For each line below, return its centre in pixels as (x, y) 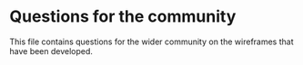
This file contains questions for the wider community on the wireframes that (151, 42)
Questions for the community (123, 17)
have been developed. (51, 51)
